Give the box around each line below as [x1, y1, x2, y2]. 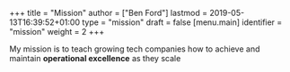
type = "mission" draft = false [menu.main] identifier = [82, 17, 283, 28]
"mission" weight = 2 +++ [9, 27, 105, 36]
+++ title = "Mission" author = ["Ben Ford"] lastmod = [9, 8, 208, 18]
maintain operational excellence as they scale [9, 53, 181, 63]
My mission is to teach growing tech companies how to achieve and [9, 44, 260, 54]
